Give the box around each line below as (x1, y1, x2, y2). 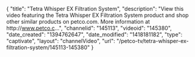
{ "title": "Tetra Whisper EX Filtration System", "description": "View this (6, 5, 184, 12)
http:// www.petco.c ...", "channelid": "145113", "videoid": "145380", (6, 24, 172, 32)
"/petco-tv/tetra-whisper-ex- (116, 38, 189, 44)
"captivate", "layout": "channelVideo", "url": (6, 38, 116, 44)
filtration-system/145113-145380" (6, 44, 90, 51)
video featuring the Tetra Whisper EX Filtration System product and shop (6, 12, 189, 19)
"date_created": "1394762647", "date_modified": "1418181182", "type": (6, 31, 183, 38)
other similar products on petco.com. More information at (6, 18, 151, 25)
